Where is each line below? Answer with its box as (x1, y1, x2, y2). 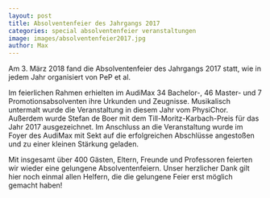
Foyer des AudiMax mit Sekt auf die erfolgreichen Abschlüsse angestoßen (8, 130, 255, 141)
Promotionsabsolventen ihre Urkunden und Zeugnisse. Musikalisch (8, 97, 231, 106)
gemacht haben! (8, 180, 63, 190)
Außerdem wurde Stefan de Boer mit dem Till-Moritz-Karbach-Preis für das (8, 113, 260, 123)
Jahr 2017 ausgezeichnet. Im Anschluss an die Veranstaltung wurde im (8, 122, 243, 132)
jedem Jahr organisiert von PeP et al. (8, 72, 131, 82)
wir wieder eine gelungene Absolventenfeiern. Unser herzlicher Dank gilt (8, 163, 250, 173)
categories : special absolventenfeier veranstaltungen (8, 27, 197, 35)
